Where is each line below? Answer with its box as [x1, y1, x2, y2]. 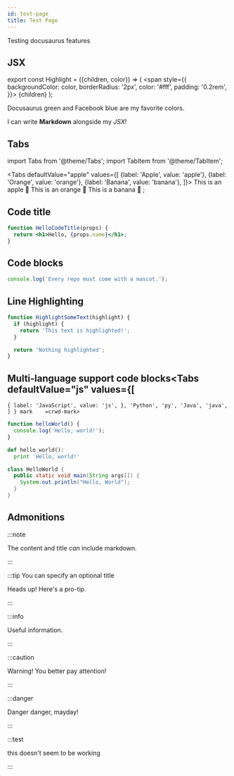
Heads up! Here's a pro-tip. [7, 584, 86, 593]
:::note [7, 530, 26, 538]
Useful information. [7, 625, 63, 634]
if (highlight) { [13, 320, 65, 328]
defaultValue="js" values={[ [7, 383, 135, 395]
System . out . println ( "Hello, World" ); [20, 479, 131, 486]
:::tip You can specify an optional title [7, 571, 115, 579]
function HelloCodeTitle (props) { [7, 224, 109, 231]
